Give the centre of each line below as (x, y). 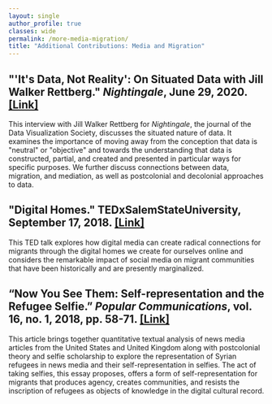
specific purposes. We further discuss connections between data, (119, 167)
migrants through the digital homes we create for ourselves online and (126, 251)
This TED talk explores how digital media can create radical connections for (135, 242)
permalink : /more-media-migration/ (69, 39)
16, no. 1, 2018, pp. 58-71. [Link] (89, 319)
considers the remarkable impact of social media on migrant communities (132, 259)
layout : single (34, 16)
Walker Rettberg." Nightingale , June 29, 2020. (128, 91)
